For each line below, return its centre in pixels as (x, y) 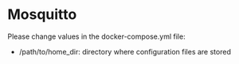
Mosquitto (42, 15)
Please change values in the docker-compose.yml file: (96, 36)
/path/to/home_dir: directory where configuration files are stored (125, 51)
